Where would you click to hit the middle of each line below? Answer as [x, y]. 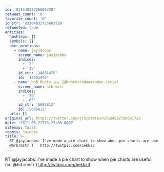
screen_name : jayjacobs [42, 55]
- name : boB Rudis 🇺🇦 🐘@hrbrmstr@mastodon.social [66, 82]
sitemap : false [20, 127]
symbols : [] [22, 41]
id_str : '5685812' [37, 105]
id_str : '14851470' [38, 73]
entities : [15, 32]
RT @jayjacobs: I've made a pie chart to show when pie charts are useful [78, 159]
